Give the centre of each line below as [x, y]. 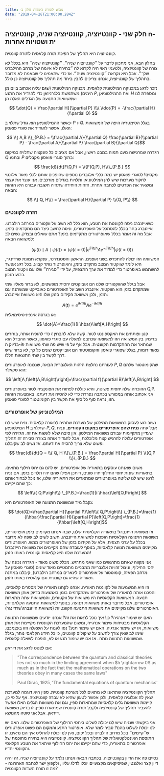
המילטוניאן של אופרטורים [34, 412]
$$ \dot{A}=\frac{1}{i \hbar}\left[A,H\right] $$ [82, 324]
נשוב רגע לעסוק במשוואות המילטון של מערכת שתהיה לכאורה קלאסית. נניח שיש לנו [81, 423]
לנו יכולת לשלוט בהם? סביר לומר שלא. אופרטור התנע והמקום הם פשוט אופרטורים [80, 728]
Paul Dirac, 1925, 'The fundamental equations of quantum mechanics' [87, 683]
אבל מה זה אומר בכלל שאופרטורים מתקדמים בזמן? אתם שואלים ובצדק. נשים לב [78, 233]
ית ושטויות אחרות [31, 41]
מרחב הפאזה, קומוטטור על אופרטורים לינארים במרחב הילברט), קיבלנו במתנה [76, 572]
